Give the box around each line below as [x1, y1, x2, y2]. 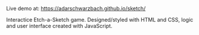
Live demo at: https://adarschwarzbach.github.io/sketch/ [6, 5, 146, 12]
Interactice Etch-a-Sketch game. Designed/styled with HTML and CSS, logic [6, 16, 194, 23]
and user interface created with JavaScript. [6, 23, 113, 29]
